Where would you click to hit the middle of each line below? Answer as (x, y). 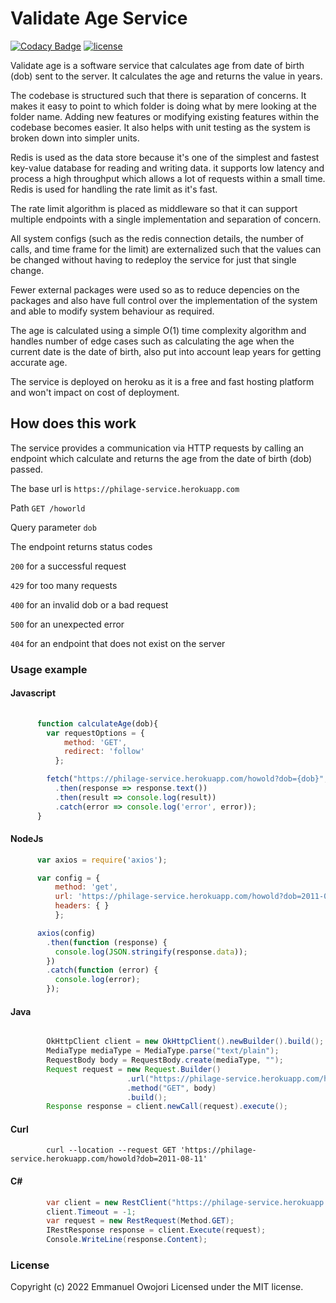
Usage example (49, 669)
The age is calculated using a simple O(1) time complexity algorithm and (158, 330)
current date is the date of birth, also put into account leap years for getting (166, 351)
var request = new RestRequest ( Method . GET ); (140, 1221)
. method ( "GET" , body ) (171, 1088)
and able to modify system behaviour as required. (112, 311)
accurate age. (39, 362)
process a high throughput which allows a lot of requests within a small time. (168, 178)
